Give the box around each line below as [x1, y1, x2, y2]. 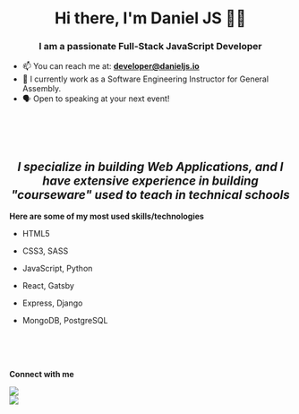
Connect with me [9, 369, 74, 380]
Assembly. [21, 83, 61, 94]
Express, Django [21, 298, 83, 308]
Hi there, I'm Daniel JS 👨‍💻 [54, 8, 247, 29]
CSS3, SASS [21, 246, 69, 256]
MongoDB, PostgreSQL [21, 315, 108, 326]
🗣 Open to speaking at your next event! [21, 93, 170, 104]
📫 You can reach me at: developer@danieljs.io [21, 61, 200, 72]
